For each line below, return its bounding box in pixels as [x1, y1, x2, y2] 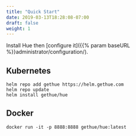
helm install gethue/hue [6, 92, 68, 98]
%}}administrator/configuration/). [6, 49, 88, 56]
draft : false [6, 20, 39, 26]
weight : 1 [6, 25, 31, 32]
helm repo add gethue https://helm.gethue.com [6, 81, 124, 87]
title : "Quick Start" [6, 8, 60, 15]
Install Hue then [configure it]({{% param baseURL [6, 42, 131, 49]
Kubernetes [6, 65, 51, 75]
